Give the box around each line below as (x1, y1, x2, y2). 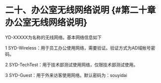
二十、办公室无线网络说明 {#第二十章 (5, 4, 156, 16)
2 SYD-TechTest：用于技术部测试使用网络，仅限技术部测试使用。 (5, 62, 138, 68)
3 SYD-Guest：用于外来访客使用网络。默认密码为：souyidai (5, 72, 127, 78)
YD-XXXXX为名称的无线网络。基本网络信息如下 (5, 34, 102, 40)
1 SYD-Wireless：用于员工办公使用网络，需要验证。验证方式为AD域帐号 (5, 45, 151, 51)
